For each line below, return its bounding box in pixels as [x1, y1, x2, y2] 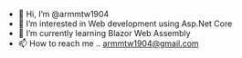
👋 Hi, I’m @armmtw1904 [17, 9, 110, 19]
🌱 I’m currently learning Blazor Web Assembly [17, 28, 191, 38]
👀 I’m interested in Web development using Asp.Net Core [17, 18, 233, 29]
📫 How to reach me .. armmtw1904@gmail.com [17, 38, 199, 49]
